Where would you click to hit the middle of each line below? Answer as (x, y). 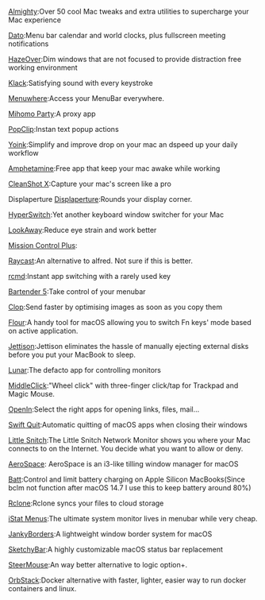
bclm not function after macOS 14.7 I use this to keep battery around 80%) (130, 488)
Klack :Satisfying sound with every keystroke (81, 83)
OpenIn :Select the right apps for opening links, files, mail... (104, 409)
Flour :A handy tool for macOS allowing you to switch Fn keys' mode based (130, 322)
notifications (29, 44)
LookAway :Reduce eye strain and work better (83, 230)
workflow (23, 153)
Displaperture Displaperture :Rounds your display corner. (100, 199)
